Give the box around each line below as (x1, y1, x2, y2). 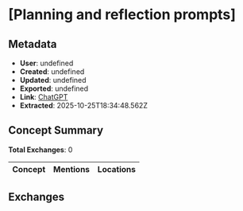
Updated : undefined (19, 76, 87, 84)
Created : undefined (19, 67, 85, 76)
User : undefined (19, 58, 74, 68)
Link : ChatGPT (19, 92, 68, 101)
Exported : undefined (19, 84, 89, 93)
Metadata (8, 37, 57, 51)
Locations (97, 163, 137, 174)
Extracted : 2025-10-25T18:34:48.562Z (19, 101, 148, 110)
